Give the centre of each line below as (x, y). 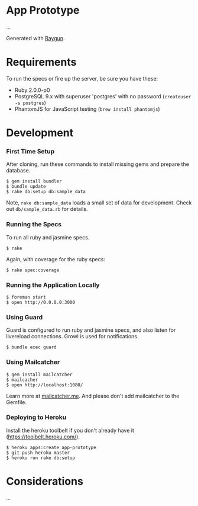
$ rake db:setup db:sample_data (46, 192)
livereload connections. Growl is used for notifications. (72, 337)
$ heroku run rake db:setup (41, 458)
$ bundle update (26, 187)
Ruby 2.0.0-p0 (32, 90)
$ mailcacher (22, 380)
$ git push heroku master (38, 453)
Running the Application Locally (53, 285)
